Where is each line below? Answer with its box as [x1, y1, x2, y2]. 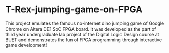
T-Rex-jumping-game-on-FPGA [5, 4, 143, 15]
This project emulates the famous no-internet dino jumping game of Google [5, 20, 164, 26]
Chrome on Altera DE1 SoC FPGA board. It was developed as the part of [5, 25, 156, 32]
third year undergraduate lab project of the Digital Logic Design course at [5, 31, 159, 37]
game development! [5, 42, 47, 48]
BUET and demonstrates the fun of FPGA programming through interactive [5, 37, 162, 43]
